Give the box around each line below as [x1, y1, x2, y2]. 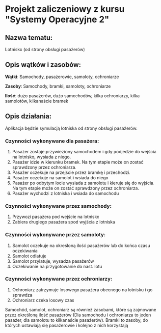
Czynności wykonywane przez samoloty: [5, 231, 106, 238]
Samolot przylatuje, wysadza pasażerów [12, 258, 94, 264]
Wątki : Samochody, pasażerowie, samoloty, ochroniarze [5, 74, 119, 80]
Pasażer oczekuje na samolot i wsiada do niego [12, 174, 108, 180]
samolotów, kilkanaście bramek [5, 98, 69, 104]
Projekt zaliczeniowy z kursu [5, 3, 125, 15]
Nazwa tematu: [5, 33, 53, 42]
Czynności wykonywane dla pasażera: [5, 138, 99, 144]
